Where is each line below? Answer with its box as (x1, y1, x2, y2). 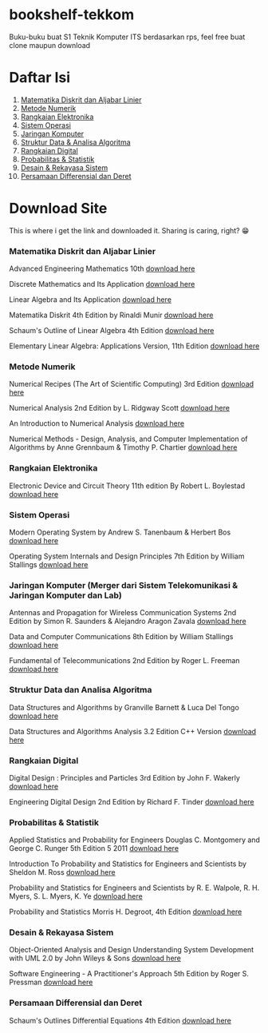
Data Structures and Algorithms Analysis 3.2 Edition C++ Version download (9, 726, 257, 736)
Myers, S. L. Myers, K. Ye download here (9, 892, 143, 901)
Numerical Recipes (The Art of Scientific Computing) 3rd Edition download (9, 379, 254, 389)
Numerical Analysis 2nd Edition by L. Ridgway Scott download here (9, 403, 231, 413)
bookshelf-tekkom (9, 6, 135, 24)
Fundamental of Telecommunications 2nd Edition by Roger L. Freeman (9, 656, 240, 665)
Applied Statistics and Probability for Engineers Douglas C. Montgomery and (9, 835, 260, 844)
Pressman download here (9, 977, 93, 987)
